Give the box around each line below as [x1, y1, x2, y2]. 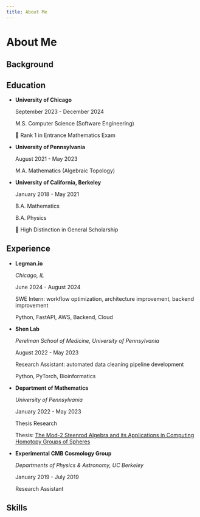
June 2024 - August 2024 [15, 283, 81, 290]
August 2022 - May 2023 [15, 348, 79, 356]
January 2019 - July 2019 [15, 473, 79, 480]
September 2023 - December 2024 [15, 108, 105, 116]
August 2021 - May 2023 [15, 155, 78, 163]
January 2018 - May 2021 [15, 191, 80, 198]
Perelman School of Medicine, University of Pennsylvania [15, 337, 160, 344]
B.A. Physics [15, 214, 47, 222]
